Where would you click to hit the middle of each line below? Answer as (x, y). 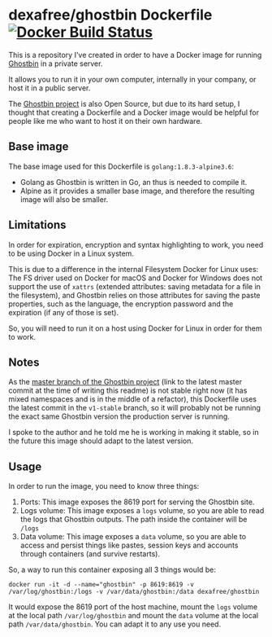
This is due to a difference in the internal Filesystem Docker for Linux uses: (134, 269)
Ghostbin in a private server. (56, 64)
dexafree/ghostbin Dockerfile (110, 15)
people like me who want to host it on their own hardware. (106, 121)
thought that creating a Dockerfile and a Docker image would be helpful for (134, 112)
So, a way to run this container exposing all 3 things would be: (112, 570)
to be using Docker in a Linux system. (71, 253)
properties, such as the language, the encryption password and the (121, 304)
